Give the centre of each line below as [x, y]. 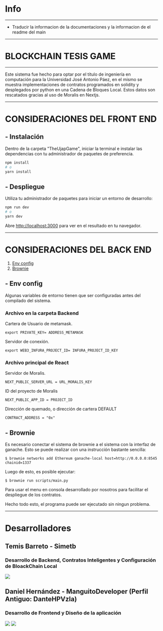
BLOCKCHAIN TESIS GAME [60, 56]
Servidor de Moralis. [25, 373]
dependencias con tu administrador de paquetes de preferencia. [70, 153]
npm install [17, 163]
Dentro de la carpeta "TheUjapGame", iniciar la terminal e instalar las [73, 149]
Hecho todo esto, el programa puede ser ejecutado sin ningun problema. [78, 504]
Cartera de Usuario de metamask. [39, 323]
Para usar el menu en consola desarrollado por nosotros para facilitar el [77, 490]
